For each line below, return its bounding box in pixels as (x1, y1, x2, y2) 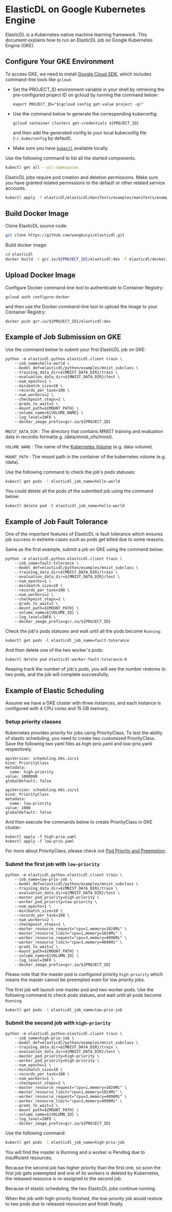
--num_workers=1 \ (14, 1076, 54, 1081)
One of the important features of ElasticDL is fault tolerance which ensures (5, 531, 163, 537)
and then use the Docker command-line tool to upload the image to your (5, 303, 158, 309)
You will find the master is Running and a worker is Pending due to (5, 1149, 145, 1155)
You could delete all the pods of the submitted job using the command (5, 488, 154, 494)
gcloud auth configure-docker (5, 294, 70, 300)
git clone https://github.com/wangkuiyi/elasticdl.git (5, 232, 125, 238)
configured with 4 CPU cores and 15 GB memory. (5, 706, 109, 712)
